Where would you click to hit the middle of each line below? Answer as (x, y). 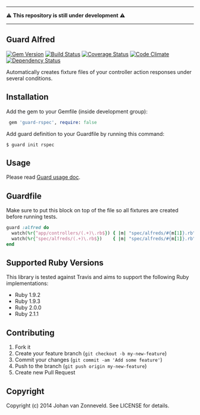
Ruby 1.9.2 (27, 295)
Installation (27, 97)
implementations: (27, 283)
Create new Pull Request (45, 373)
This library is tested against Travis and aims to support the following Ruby (98, 277)
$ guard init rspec (30, 145)
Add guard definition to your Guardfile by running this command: (85, 134)
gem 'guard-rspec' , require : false (53, 122)
